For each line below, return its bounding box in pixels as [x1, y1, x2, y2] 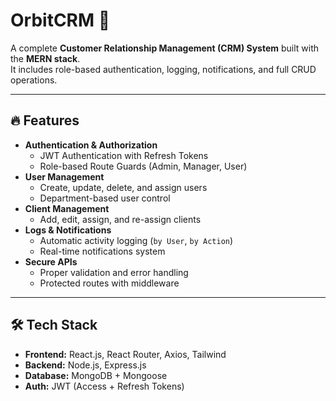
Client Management [24, 202, 110, 214]
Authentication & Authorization [24, 139, 158, 151]
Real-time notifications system [39, 245, 166, 257]
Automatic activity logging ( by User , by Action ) [39, 234, 234, 246]
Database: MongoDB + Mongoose [24, 369, 168, 381]
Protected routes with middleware [39, 277, 180, 289]
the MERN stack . [10, 52, 81, 64]
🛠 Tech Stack [10, 317, 98, 334]
